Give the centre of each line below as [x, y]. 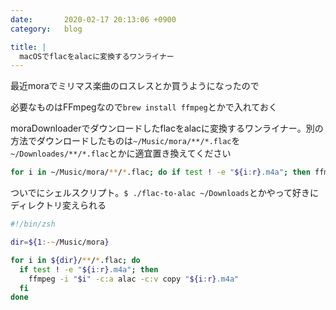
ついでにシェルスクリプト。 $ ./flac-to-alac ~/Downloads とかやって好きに [165, 193]
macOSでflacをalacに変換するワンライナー [97, 56]
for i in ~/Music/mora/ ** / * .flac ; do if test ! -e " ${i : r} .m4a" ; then [160, 172]
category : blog [46, 29]
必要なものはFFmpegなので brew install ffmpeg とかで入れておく [144, 107]
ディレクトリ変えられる [58, 205]
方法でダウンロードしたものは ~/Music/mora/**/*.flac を [125, 141]
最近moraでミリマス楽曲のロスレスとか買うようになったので [135, 86]
